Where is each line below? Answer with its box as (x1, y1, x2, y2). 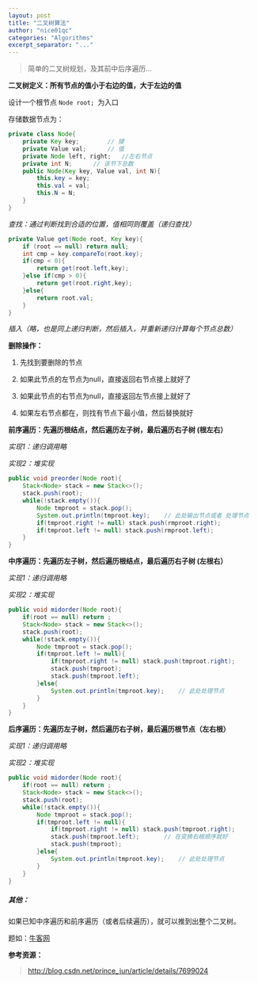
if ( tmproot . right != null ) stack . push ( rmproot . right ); (36, 518, 222, 527)
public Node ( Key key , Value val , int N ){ (22, 167, 161, 175)
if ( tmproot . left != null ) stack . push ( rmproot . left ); (36, 526, 214, 534)
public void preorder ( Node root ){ (8, 475, 123, 483)
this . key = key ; (36, 174, 90, 182)
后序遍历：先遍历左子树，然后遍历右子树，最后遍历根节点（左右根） (8, 725, 230, 734)
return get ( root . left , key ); (36, 265, 129, 273)
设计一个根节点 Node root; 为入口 (8, 98, 119, 107)
